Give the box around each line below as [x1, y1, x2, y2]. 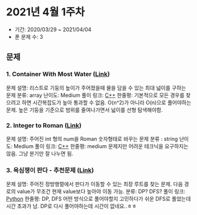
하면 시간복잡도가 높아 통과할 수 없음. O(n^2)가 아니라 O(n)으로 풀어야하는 [21, 99, 192, 106]
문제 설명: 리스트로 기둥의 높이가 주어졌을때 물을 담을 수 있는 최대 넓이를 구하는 [6, 84, 186, 91]
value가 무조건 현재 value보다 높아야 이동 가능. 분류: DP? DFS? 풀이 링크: [16, 188, 186, 195]
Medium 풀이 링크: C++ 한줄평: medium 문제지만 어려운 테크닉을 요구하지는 [14, 142, 189, 150]
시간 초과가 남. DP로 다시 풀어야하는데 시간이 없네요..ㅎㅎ [6, 203, 137, 210]
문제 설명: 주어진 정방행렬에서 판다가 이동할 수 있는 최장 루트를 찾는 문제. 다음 [6, 180, 183, 188]
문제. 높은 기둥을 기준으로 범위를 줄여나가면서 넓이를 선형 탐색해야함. [6, 106, 163, 113]
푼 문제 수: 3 [14, 33, 43, 40]
